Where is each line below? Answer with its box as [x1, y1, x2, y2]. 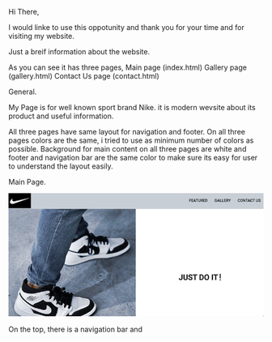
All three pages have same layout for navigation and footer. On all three [8, 127, 245, 136]
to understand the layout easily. [8, 161, 113, 171]
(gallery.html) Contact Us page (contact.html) [8, 71, 159, 80]
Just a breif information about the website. [8, 47, 151, 56]
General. [8, 87, 37, 96]
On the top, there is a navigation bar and [8, 324, 143, 335]
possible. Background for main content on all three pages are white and [8, 144, 247, 153]
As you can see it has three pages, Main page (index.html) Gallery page [8, 62, 247, 72]
